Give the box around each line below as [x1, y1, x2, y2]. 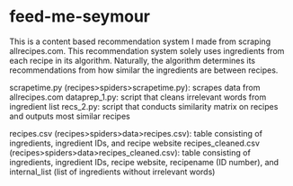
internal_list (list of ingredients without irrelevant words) [9, 166, 216, 177]
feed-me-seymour [9, 6, 151, 27]
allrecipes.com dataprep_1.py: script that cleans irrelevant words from [9, 92, 267, 102]
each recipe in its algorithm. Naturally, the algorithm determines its [9, 55, 256, 66]
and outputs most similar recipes [9, 111, 130, 121]
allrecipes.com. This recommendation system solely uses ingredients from [9, 45, 285, 56]
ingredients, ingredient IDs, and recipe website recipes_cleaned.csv [9, 137, 261, 148]
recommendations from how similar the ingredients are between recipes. [9, 65, 279, 75]
